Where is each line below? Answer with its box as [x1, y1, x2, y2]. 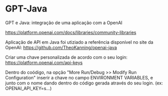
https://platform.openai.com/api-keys [5, 59, 83, 65]
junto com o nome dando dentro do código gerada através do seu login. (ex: [5, 80, 163, 86]
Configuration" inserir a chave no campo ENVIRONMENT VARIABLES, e [5, 74, 153, 80]
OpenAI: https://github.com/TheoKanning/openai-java [5, 44, 117, 50]
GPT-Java [5, 3, 48, 15]
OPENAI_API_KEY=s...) [5, 85, 52, 91]
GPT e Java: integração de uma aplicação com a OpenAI [5, 20, 123, 26]
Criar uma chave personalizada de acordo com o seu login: [5, 54, 128, 60]
